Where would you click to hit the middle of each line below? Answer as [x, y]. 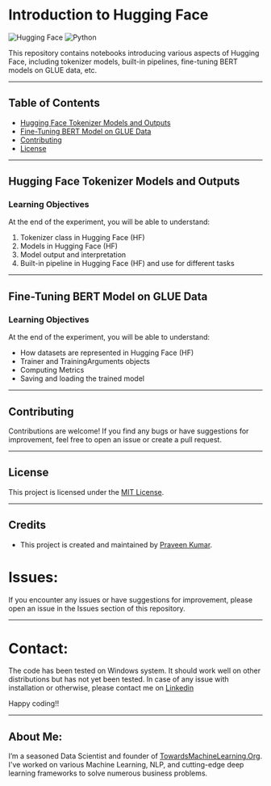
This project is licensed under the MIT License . [86, 492]
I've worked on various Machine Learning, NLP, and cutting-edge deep [126, 765]
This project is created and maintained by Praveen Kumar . [116, 544]
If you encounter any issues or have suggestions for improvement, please [130, 599]
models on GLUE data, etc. [53, 70]
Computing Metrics [52, 370]
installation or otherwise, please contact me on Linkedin [101, 688]
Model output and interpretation [73, 255]
